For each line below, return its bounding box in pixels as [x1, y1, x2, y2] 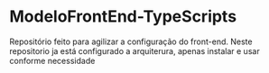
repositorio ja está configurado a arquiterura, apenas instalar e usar [9, 45, 260, 56]
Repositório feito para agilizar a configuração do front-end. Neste [9, 36, 253, 47]
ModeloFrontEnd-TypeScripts [9, 6, 237, 27]
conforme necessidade [9, 55, 96, 66]
